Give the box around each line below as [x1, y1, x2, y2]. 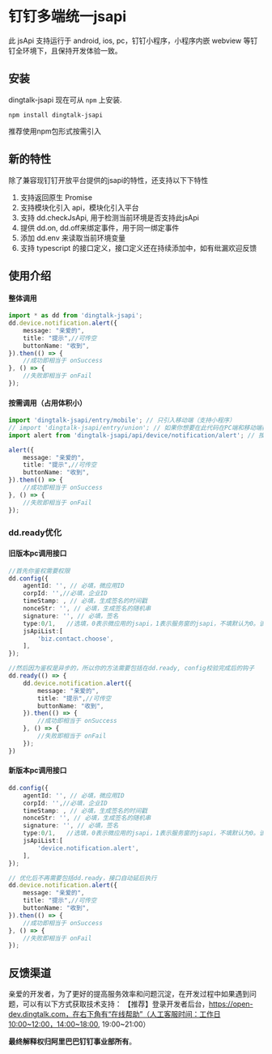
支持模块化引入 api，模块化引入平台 [19, 202, 139, 212]
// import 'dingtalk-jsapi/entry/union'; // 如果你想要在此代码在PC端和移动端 [8, 423, 262, 431]
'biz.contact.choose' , [37, 635, 114, 643]
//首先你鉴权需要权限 [8, 567, 70, 575]
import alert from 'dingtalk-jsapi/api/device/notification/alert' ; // [8, 431, 255, 440]
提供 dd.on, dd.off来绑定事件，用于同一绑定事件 [19, 223, 180, 232]
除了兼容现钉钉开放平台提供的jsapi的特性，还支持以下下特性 [8, 175, 209, 185]
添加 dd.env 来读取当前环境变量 [19, 232, 125, 243]
